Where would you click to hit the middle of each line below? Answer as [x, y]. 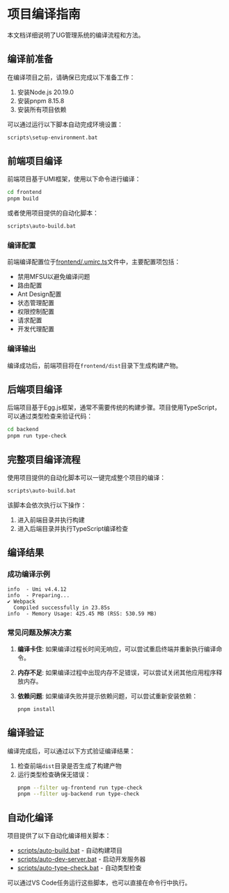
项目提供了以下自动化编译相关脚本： [59, 836]
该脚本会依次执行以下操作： [47, 505]
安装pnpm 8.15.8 [41, 100]
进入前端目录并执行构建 [51, 520]
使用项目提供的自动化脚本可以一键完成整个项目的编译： [86, 478]
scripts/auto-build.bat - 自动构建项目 [70, 850]
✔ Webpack [22, 601]
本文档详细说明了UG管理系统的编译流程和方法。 [76, 35]
